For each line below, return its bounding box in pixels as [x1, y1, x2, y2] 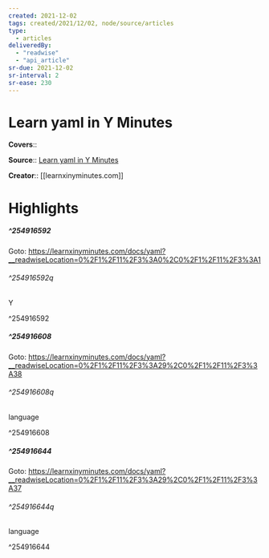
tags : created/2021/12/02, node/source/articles [8, 19, 174, 27]
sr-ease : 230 [8, 79, 52, 87]
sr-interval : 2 [8, 71, 59, 79]
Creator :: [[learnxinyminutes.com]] [8, 171, 124, 180]
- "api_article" [15, 57, 70, 65]
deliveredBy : [8, 42, 52, 50]
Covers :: [8, 139, 38, 149]
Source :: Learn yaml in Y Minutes [8, 156, 119, 165]
